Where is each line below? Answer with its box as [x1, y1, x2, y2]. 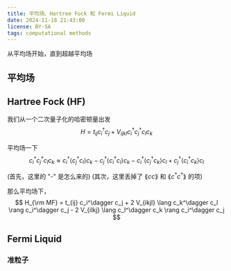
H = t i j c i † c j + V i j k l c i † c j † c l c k [80, 126, 153, 138]
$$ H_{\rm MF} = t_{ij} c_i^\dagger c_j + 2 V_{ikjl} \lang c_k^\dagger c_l [15, 199, 219, 207]
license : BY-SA [7, 23, 51, 30]
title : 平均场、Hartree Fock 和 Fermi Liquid [7, 10, 136, 17]
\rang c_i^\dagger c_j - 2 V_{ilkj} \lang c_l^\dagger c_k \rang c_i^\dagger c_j [8, 206, 225, 214]
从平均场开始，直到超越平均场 [7, 49, 92, 58]
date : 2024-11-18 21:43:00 [7, 17, 85, 24]
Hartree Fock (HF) [7, 96, 86, 108]
